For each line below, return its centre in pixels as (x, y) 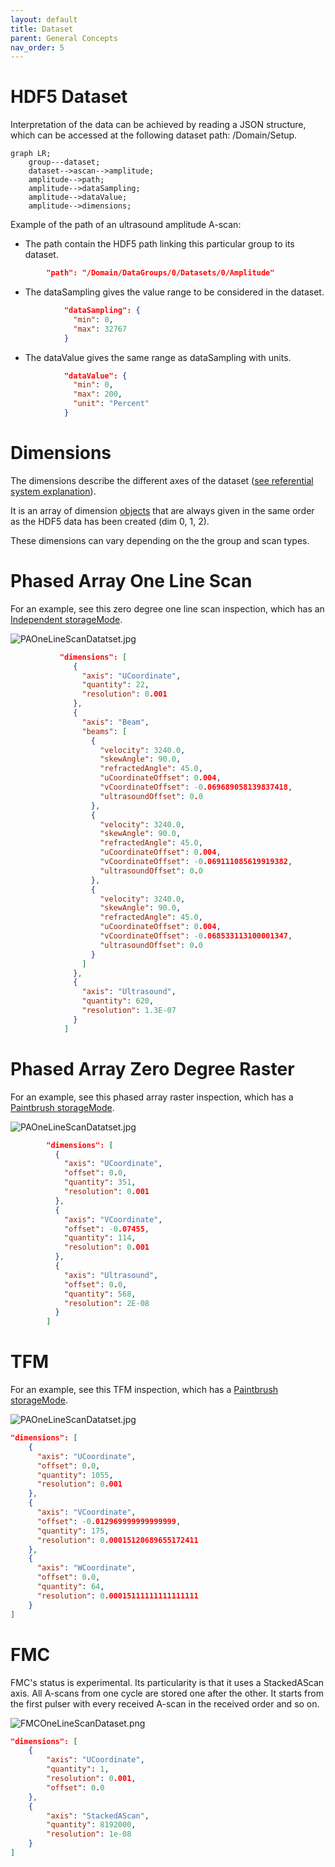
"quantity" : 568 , (100, 1294)
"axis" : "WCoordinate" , (86, 1568)
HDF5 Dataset (69, 97)
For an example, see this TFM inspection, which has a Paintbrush (144, 1390)
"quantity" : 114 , (100, 1238)
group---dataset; (64, 162)
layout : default (44, 19)
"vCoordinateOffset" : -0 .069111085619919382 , (196, 862)
